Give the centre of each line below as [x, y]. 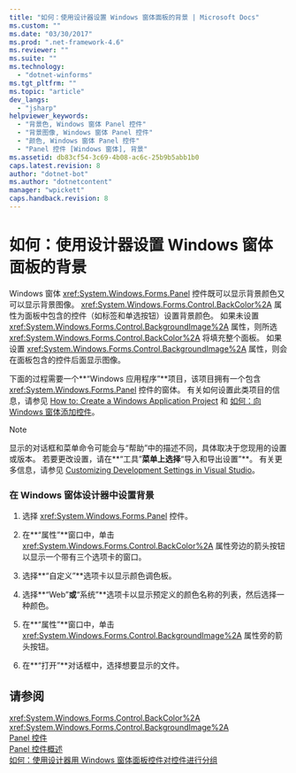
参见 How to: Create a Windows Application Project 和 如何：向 [147, 400]
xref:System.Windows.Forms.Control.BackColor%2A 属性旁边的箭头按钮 [153, 546]
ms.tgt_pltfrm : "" [43, 83]
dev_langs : [29, 100]
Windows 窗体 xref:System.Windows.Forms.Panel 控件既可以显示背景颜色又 [147, 293]
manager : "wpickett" [47, 190]
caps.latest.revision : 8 [55, 166]
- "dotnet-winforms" [55, 75]
